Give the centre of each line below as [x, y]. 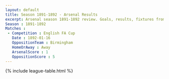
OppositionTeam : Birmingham [42, 43]
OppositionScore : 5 [33, 57]
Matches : [16, 29]
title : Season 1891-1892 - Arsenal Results [52, 15]
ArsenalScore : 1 [30, 52]
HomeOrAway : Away [31, 47]
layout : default [22, 10]
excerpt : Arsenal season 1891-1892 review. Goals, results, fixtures [80, 19]
